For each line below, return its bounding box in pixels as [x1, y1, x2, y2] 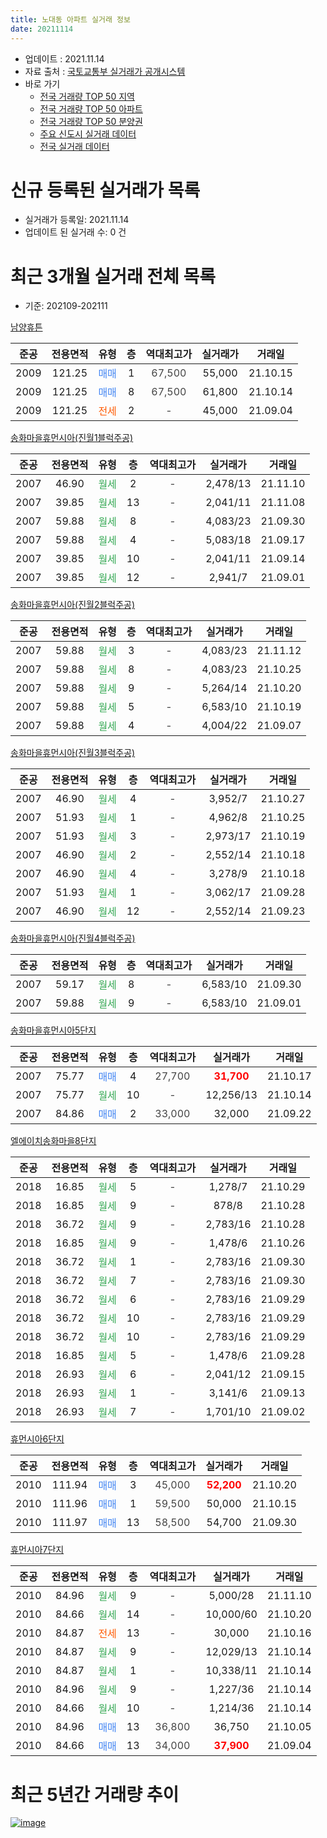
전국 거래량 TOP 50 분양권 [39, 115, 143, 127]
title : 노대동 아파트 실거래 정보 [10, 14, 131, 25]
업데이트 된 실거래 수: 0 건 [24, 226, 127, 238]
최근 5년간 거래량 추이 [10, 1783, 180, 1806]
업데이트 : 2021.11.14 [24, 52, 105, 65]
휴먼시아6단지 [10, 1433, 65, 1445]
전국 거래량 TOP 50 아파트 [39, 102, 143, 115]
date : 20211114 [10, 24, 74, 34]
